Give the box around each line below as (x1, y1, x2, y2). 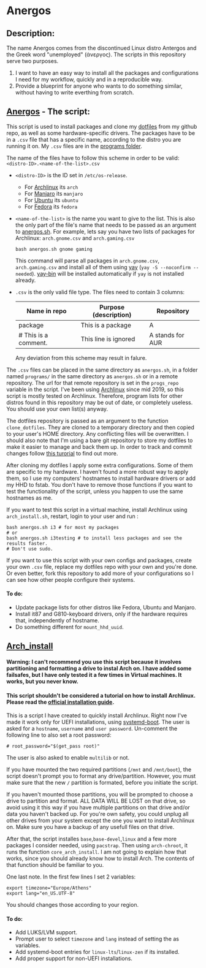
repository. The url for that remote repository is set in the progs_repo (6, 379, 179, 386)
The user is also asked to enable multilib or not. (6, 754, 130, 761)
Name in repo (26, 307, 67, 315)
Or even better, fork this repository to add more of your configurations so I (6, 570, 194, 577)
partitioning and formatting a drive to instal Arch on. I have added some (6, 665, 192, 672)
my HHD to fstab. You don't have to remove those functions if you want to (6, 481, 193, 488)
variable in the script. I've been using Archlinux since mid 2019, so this (6, 386, 184, 393)
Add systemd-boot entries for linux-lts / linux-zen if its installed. (15, 948, 180, 956)
